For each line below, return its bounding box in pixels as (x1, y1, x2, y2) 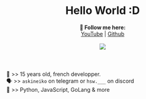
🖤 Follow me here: (79, 24, 126, 31)
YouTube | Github (81, 30, 125, 37)
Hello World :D (65, 4, 141, 18)
